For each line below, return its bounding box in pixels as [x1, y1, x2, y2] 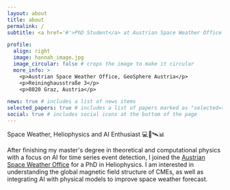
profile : [7, 42, 32, 49]
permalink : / [7, 23, 44, 29]
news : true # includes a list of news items [7, 98, 136, 105]
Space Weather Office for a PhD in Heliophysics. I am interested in [7, 160, 194, 168]
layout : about [7, 10, 48, 17]
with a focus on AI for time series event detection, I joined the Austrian [7, 153, 205, 161]
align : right [13, 48, 51, 55]
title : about [7, 16, 44, 23]
